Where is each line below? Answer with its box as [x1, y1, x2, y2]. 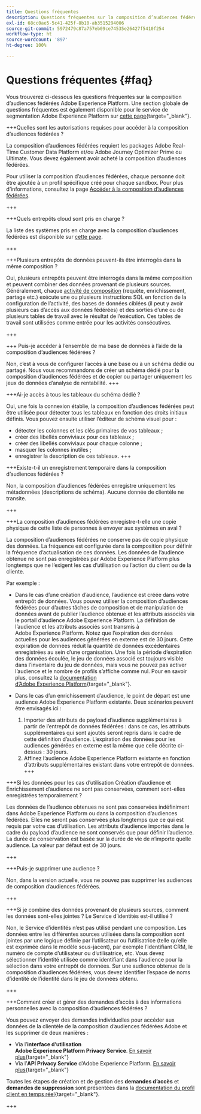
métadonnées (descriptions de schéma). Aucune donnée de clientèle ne [6, 488, 184, 496]
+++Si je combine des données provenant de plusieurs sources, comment [6, 906, 189, 913]
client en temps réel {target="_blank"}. [6, 1090, 100, 1098]
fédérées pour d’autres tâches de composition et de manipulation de [14, 603, 184, 611]
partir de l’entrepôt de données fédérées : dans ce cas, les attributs [23, 722, 190, 729]
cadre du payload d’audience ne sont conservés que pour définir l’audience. [6, 828, 194, 836]
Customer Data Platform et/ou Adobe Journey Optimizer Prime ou [20, 148, 182, 155]
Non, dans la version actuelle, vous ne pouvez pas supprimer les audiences [6, 876, 193, 884]
